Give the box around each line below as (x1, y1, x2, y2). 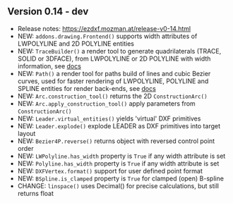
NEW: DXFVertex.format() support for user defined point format (17, 166, 203, 175)
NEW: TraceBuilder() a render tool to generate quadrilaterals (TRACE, (17, 47, 222, 55)
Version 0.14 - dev (7, 6, 89, 18)
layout (17, 129, 36, 137)
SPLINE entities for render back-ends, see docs (17, 84, 157, 92)
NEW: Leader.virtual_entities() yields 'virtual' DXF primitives (17, 114, 201, 123)
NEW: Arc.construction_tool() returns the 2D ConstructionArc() (17, 92, 208, 100)
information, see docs (17, 61, 81, 70)
